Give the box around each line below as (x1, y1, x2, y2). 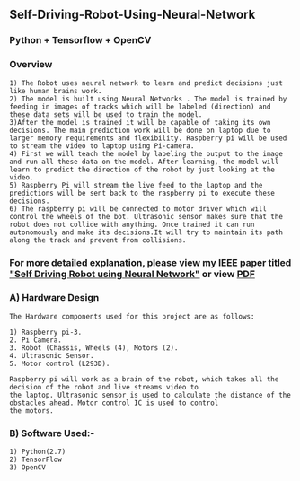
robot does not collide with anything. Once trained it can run (9, 220, 255, 229)
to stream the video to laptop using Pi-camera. (9, 141, 195, 151)
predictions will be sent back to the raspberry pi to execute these (9, 188, 276, 197)
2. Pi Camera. (9, 336, 63, 345)
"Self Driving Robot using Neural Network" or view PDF (9, 267, 256, 280)
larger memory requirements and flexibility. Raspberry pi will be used (9, 134, 287, 143)
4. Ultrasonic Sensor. (9, 351, 94, 360)
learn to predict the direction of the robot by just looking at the (9, 165, 276, 174)
